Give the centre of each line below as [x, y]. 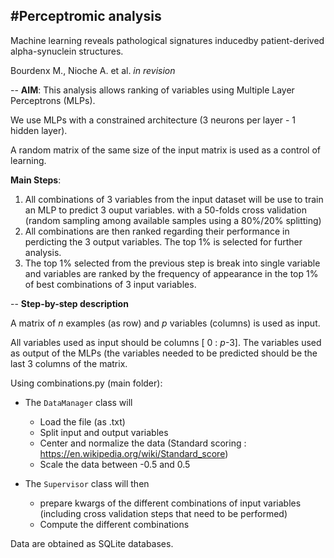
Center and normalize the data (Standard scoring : [143, 443]
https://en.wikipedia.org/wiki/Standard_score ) [134, 453]
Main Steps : [36, 180]
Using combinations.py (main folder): [86, 383]
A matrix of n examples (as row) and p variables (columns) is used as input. [165, 323]
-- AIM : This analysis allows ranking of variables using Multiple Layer [152, 90]
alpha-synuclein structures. [67, 51]
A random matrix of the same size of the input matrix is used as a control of [165, 150]
